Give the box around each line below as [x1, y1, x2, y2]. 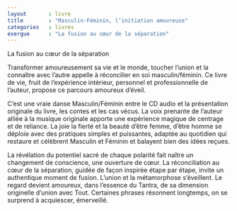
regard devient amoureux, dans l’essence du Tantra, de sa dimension [7, 181, 209, 190]
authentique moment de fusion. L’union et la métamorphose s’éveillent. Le [7, 173, 223, 182]
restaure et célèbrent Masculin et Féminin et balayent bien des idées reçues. [7, 137, 230, 146]
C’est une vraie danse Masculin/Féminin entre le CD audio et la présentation [7, 100, 229, 108]
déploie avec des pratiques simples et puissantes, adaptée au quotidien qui [7, 130, 227, 138]
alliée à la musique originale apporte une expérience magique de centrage [7, 115, 224, 123]
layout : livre [7, 10, 71, 18]
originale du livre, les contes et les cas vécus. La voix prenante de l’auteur [7, 107, 223, 115]
